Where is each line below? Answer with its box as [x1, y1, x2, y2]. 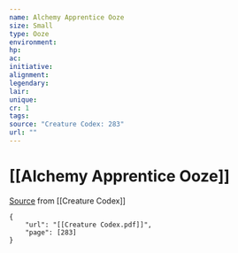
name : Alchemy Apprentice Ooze [9, 12, 125, 22]
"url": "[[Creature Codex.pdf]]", [25, 220, 152, 229]
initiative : [9, 63, 53, 72]
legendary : [9, 79, 50, 88]
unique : [9, 95, 38, 104]
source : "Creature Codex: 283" [9, 120, 125, 129]
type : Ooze [9, 29, 50, 38]
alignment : [9, 71, 50, 80]
